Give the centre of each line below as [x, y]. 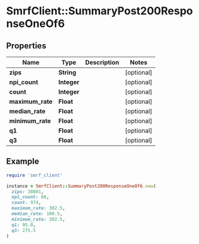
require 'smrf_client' [34, 175]
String [67, 72]
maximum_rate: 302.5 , [39, 208]
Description [102, 62]
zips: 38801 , [28, 192]
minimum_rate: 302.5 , [39, 219]
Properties [26, 46]
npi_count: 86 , [30, 197]
